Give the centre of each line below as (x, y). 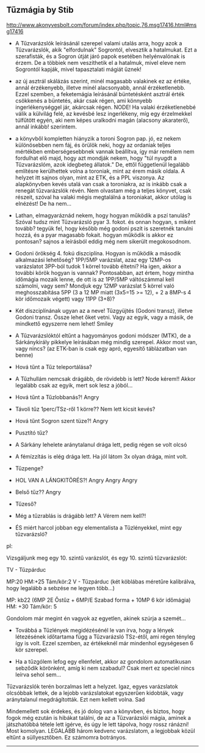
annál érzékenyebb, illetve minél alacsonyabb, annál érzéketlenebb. (100, 88)
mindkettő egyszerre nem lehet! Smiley (64, 323)
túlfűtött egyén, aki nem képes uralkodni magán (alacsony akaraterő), (103, 120)
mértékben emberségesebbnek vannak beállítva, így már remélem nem (105, 151)
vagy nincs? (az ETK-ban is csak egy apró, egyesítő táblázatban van (101, 348)
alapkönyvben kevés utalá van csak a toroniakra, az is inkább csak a (101, 184)
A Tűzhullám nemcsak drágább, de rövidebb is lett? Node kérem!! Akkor (106, 378)
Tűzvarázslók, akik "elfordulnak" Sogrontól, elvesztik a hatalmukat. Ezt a (106, 50)
